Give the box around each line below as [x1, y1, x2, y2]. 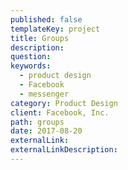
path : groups [10, 117, 65, 127]
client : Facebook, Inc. [10, 107, 110, 118]
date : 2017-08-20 [10, 126, 83, 136]
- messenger [19, 89, 70, 99]
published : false [10, 14, 83, 25]
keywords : [10, 61, 52, 71]
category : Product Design [10, 98, 118, 108]
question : [10, 52, 52, 62]
